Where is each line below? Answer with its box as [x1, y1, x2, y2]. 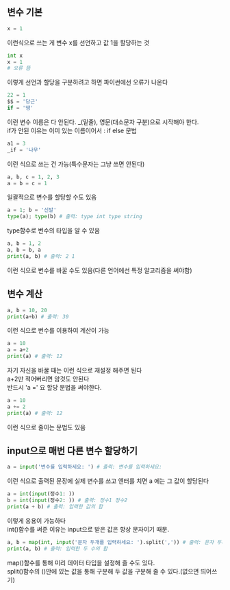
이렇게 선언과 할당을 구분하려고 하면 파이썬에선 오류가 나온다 [7, 78, 168, 86]
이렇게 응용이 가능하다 [7, 517, 66, 525]
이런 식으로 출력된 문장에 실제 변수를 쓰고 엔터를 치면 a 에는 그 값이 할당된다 [7, 477, 209, 485]
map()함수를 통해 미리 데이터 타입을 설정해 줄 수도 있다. [7, 558, 155, 567]
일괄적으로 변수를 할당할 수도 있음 [7, 193, 97, 201]
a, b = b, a [7, 246, 41, 254]
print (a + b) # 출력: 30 [7, 313, 69, 320]
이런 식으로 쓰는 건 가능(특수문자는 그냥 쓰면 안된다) [7, 160, 145, 168]
